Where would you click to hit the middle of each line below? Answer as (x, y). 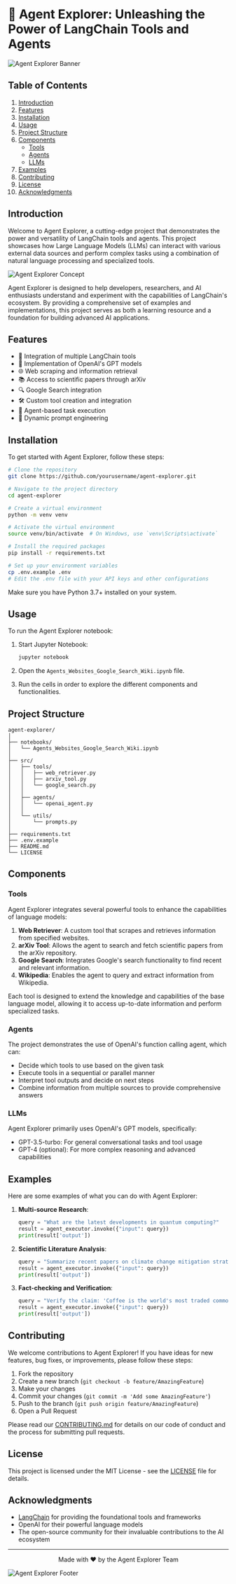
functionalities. (40, 692)
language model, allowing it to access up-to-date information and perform (115, 1003)
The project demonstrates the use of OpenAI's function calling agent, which (117, 1044)
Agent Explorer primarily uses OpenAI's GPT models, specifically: (102, 1128)
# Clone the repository (43, 470)
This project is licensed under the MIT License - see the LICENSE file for (112, 1470)
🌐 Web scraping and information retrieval (78, 371)
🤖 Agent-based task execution (62, 411)
